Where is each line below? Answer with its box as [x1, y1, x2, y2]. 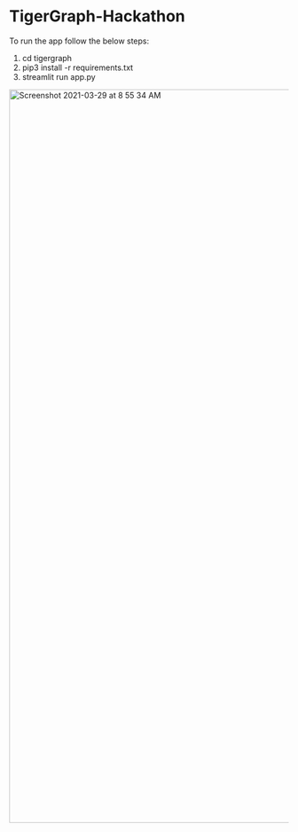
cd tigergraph [21, 52, 73, 63]
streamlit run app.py [21, 71, 96, 82]
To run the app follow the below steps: [9, 35, 150, 46]
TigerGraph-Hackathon [9, 6, 186, 27]
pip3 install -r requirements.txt [21, 62, 134, 73]
